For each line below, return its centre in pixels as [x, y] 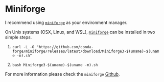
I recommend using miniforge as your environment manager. [66, 22]
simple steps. [19, 37]
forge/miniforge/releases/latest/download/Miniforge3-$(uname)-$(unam [86, 51]
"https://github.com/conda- [65, 47]
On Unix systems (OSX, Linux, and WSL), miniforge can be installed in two [80, 32]
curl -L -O [23, 47]
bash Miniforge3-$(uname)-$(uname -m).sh [55, 65]
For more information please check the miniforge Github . [62, 74]
